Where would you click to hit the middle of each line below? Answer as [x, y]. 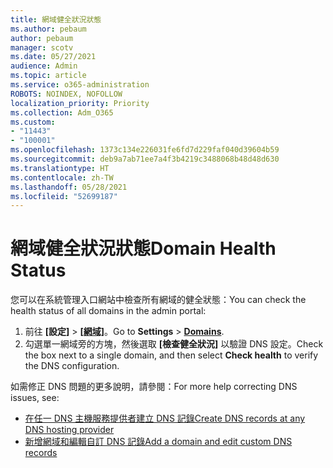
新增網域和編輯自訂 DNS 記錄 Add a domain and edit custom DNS [158, 442]
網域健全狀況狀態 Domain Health [143, 248]
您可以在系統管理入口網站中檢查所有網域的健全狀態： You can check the [158, 300]
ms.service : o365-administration [80, 85]
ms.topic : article [48, 76]
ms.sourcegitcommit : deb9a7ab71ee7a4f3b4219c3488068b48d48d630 [145, 159]
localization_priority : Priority [80, 103]
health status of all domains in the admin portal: [108, 311]
